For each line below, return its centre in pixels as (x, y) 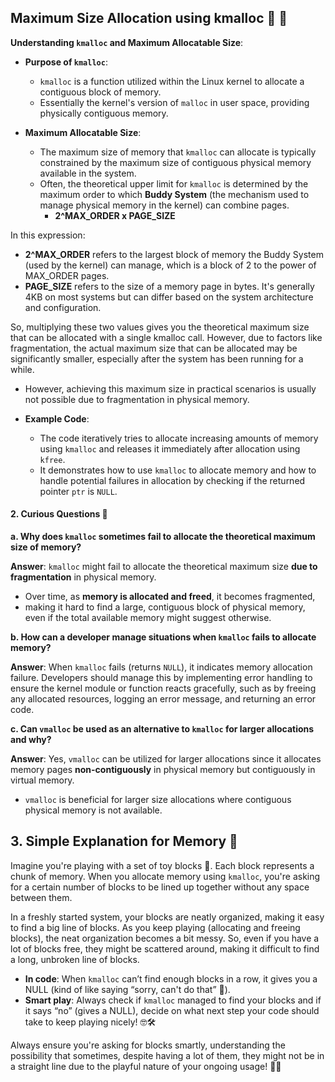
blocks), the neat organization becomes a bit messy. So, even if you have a (165, 938)
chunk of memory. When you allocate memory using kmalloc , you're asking (165, 876)
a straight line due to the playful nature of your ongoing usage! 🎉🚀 (146, 1066)
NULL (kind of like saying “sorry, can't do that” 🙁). (127, 989)
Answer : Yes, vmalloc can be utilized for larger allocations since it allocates (166, 759)
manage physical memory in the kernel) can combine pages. (164, 205)
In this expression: (48, 235)
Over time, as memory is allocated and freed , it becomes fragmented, (170, 597)
